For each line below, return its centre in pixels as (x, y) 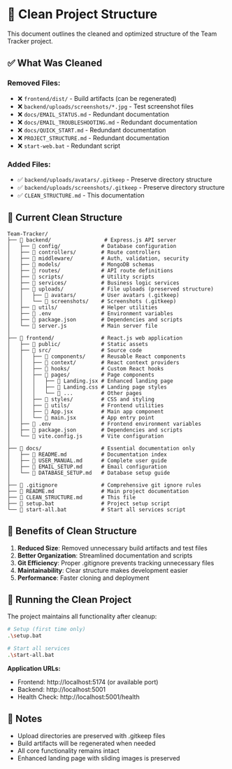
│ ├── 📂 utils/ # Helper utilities (82, 307)
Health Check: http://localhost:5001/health (78, 697)
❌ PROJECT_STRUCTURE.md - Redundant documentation (93, 138)
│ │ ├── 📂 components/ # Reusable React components (97, 356)
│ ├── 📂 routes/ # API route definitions (90, 270)
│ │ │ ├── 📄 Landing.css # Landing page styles (87, 387)
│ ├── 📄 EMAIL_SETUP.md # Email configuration (87, 466)
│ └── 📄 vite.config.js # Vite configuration (86, 436)
